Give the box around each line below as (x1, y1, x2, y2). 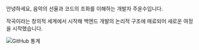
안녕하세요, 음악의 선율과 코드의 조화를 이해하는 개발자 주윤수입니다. (6, 5, 163, 12)
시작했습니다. (12, 25, 43, 32)
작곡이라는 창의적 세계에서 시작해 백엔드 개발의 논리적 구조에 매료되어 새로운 (6, 18, 182, 25)
